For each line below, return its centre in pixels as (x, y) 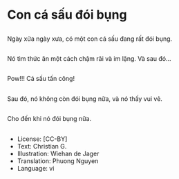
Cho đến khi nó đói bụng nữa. (49, 119)
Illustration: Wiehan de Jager (58, 153)
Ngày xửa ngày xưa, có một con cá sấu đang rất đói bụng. (90, 39)
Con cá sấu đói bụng (67, 15)
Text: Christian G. (42, 146)
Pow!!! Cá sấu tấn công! (41, 79)
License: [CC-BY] (42, 139)
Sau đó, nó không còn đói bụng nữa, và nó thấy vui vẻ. (85, 98)
